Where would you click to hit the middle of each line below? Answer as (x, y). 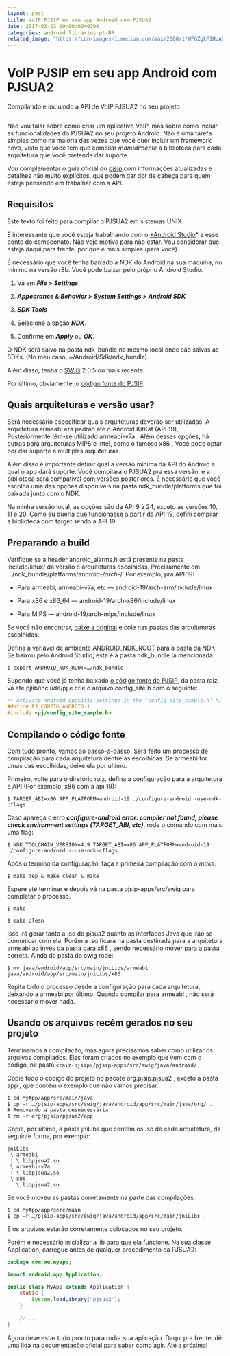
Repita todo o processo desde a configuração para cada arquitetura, (104, 986)
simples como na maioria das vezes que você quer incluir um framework (110, 141)
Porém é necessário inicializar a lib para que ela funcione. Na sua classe (109, 1242)
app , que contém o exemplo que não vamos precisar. (83, 1085)
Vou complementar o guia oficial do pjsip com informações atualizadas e (110, 168)
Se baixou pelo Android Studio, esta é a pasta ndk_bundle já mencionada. (111, 655)
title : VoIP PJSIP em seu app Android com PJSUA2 (79, 20)
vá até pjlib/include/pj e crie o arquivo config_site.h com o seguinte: (103, 688)
